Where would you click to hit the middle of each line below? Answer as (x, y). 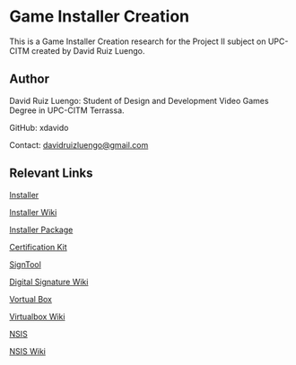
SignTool (26, 264)
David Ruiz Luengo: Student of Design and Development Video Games (139, 100)
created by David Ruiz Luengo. (88, 50)
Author (29, 79)
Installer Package (41, 230)
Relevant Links (51, 174)
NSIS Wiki (28, 351)
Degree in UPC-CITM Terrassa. (67, 110)
